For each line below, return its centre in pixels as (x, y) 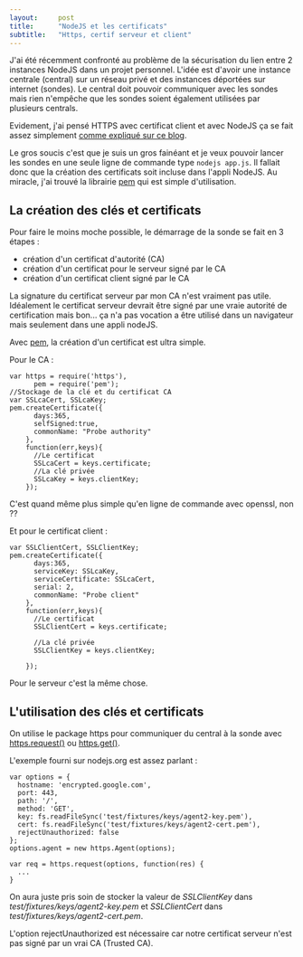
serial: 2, (54, 587)
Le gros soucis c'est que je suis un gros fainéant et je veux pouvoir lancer (147, 153)
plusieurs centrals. (44, 109)
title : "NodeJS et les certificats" (89, 26)
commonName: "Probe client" (86, 595)
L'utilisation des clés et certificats (107, 711)
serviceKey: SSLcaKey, (76, 572)
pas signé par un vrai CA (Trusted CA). (81, 943)
